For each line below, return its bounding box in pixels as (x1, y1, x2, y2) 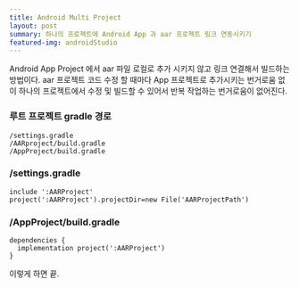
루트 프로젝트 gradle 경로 (9, 111, 112, 123)
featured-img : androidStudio (9, 37, 118, 47)
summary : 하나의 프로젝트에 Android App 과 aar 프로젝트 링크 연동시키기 (9, 29, 252, 38)
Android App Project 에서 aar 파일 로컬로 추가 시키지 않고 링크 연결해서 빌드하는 (9, 63, 290, 74)
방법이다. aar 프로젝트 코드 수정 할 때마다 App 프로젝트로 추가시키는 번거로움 (9, 75, 277, 86)
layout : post (9, 21, 58, 30)
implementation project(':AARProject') (17, 244, 166, 253)
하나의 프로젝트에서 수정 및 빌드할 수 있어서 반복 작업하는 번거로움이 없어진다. (18, 86, 288, 96)
